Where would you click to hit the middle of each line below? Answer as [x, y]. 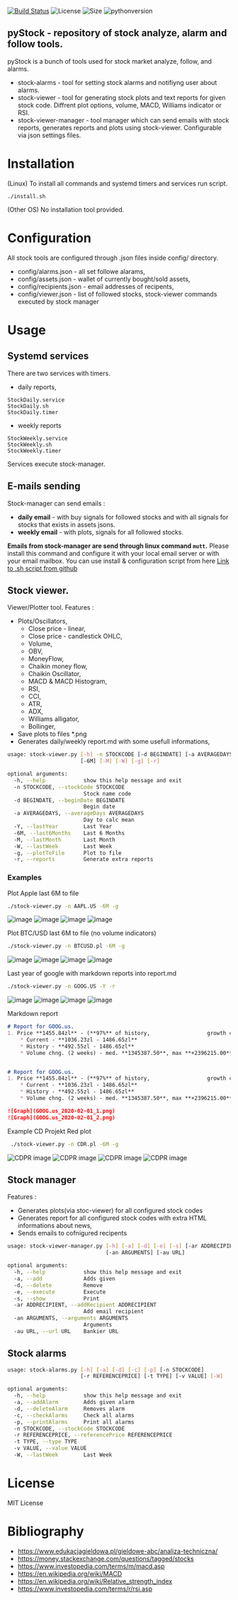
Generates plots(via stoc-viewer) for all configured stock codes [110, 1211]
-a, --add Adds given [64, 1279]
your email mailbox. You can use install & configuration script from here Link [118, 561]
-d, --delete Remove [58, 1285]
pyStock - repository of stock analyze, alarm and [117, 33]
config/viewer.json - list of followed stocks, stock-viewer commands [117, 294]
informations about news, [55, 1225]
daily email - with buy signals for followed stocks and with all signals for [123, 517]
